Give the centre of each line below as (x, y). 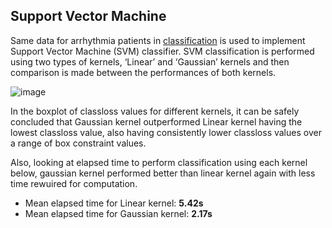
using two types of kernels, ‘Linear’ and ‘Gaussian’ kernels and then (150, 61)
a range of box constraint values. (78, 143)
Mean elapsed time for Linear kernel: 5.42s (114, 203)
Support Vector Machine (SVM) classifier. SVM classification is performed (162, 51)
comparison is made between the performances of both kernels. (143, 72)
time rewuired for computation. (74, 183)
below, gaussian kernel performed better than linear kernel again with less (163, 173)
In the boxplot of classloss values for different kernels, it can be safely (155, 111)
